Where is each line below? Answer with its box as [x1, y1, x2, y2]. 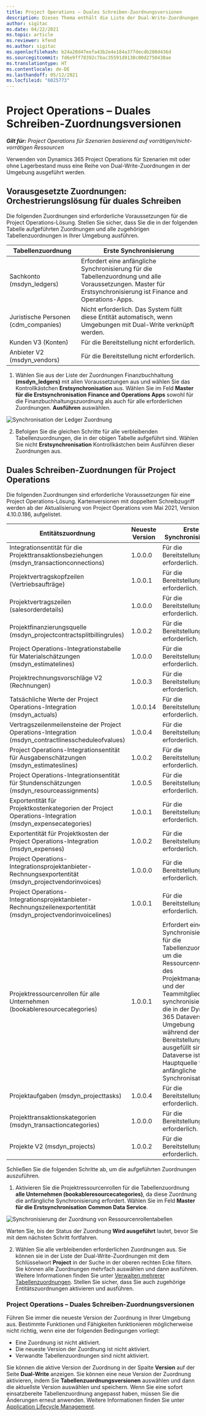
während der [162, 1028, 199, 1036]
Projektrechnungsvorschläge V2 [9, 673, 103, 682]
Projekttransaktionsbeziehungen [9, 550, 103, 559]
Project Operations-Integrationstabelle [9, 644, 121, 653]
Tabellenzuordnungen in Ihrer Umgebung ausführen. [6, 231, 139, 239]
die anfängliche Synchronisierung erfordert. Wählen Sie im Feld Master [15, 1197, 196, 1204]
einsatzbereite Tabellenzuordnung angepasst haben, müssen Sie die [6, 1390, 180, 1397]
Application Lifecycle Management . [6, 1403, 96, 1410]
